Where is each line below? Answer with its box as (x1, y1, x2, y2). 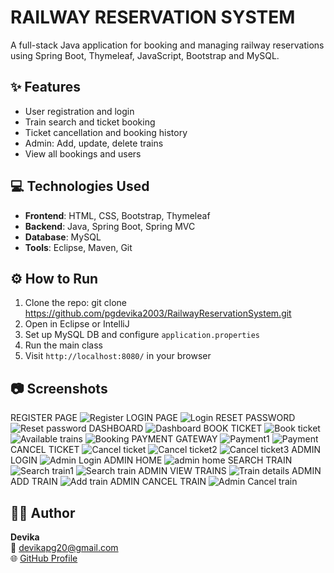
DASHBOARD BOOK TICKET (88, 422, 263, 435)
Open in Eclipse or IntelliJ (24, 318, 130, 330)
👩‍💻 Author (10, 504, 76, 521)
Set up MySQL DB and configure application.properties (24, 329, 260, 341)
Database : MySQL (24, 231, 102, 243)
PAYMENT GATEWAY (131, 433, 218, 445)
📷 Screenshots (10, 380, 108, 397)
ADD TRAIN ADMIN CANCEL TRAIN (10, 476, 207, 488)
